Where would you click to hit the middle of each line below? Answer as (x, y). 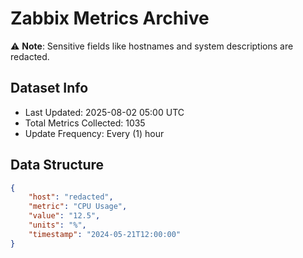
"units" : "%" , (57, 225)
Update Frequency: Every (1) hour (94, 133)
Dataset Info (49, 88)
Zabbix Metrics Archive (110, 18)
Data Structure (57, 165)
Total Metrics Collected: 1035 (85, 123)
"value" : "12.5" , (64, 216)
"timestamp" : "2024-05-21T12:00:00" (105, 234)
